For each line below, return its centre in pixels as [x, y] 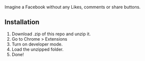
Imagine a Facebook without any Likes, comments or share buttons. [73, 7]
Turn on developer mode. [37, 44]
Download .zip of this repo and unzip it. [51, 34]
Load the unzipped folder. [38, 49]
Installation [22, 22]
